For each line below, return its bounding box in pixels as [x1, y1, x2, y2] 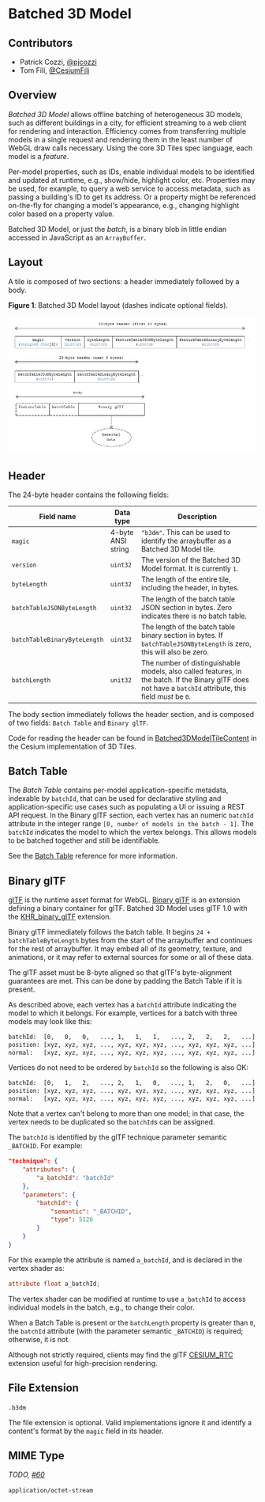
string [110, 544, 129, 554]
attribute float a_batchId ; [8, 1280, 101, 1288]
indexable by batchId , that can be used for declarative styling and [8, 794, 222, 803]
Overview [8, 89, 58, 102]
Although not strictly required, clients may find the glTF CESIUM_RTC [8, 1350, 233, 1360]
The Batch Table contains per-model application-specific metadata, [8, 785, 229, 795]
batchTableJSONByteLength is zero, [140, 639, 252, 648]
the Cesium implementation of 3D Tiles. [8, 742, 136, 751]
